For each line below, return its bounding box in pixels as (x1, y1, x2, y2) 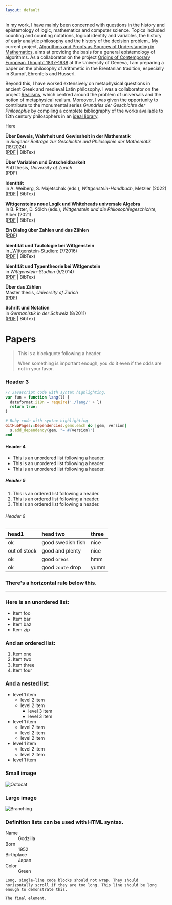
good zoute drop (41, 564, 81, 571)
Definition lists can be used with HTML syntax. (5, 818, 124, 825)
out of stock (8, 547, 37, 555)
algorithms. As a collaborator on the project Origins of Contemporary (5, 54, 150, 60)
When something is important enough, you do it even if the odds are (17, 360, 162, 366)
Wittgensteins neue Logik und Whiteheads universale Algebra (5, 201, 140, 207)
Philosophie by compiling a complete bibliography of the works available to (5, 107, 164, 114)
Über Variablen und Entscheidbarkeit (5, 159, 86, 165)
